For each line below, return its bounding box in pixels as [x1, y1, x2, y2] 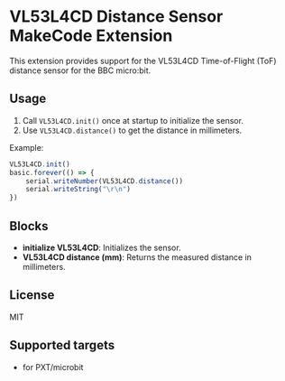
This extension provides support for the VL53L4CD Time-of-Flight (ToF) [9, 55, 277, 66]
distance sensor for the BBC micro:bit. [9, 65, 152, 76]
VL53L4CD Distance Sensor [9, 6, 224, 27]
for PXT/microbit [22, 361, 84, 372]
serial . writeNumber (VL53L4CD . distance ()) [25, 176, 183, 186]
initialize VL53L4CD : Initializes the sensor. [22, 242, 182, 253]
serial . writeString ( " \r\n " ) [25, 185, 131, 194]
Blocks [9, 218, 49, 234]
